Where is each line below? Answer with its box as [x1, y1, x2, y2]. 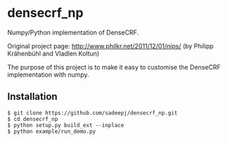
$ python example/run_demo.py [7, 128, 96, 135]
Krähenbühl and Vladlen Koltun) [7, 49, 100, 58]
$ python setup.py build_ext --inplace [7, 122, 125, 129]
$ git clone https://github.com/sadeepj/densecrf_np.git [7, 109, 178, 117]
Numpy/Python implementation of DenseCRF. [7, 28, 139, 37]
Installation [7, 91, 58, 103]
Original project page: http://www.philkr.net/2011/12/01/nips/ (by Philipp [7, 41, 214, 50]
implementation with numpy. [7, 70, 89, 79]
